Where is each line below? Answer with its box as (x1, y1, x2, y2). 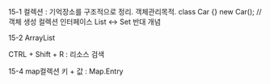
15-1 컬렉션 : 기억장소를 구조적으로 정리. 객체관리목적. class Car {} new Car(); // (8, 7, 262, 16)
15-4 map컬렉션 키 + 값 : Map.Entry (8, 66, 124, 76)
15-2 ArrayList (8, 33, 55, 42)
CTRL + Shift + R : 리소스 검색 (8, 50, 105, 58)
